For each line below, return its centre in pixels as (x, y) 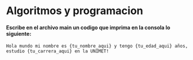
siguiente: (19, 34)
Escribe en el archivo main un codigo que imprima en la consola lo (88, 27)
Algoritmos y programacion (75, 11)
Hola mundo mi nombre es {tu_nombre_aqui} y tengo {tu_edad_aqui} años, (97, 46)
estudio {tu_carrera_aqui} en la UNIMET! (58, 51)
